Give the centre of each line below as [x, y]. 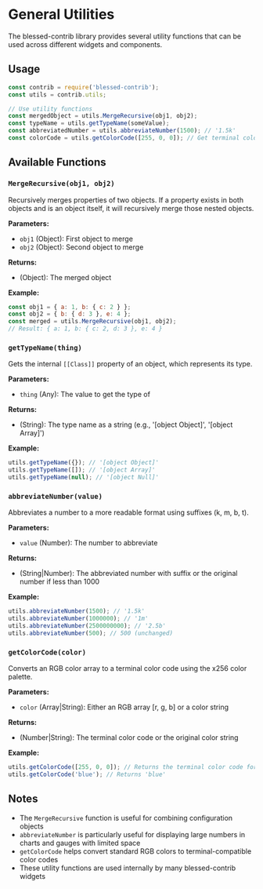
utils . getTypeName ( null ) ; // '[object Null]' [83, 477]
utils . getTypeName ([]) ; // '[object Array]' [82, 470]
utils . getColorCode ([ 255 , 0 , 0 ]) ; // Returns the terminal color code [126, 767]
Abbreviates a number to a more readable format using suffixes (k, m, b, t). [128, 512]
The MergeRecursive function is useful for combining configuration [126, 818]
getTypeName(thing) [45, 348]
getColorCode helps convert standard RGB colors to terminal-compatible [135, 851]
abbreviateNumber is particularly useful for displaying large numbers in [132, 834]
